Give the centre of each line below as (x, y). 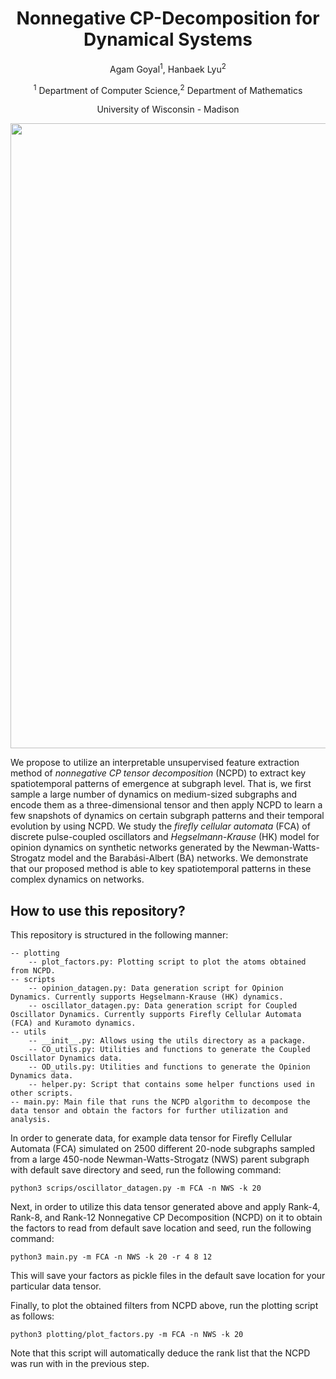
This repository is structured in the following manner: (119, 935)
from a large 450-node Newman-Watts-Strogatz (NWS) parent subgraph (160, 1159)
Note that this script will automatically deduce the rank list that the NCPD (160, 1353)
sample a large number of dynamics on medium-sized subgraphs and (154, 794)
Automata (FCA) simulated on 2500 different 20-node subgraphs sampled (163, 1149)
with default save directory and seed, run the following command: (146, 1170)
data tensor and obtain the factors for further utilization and (149, 1111)
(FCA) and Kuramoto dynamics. (73, 1023)
